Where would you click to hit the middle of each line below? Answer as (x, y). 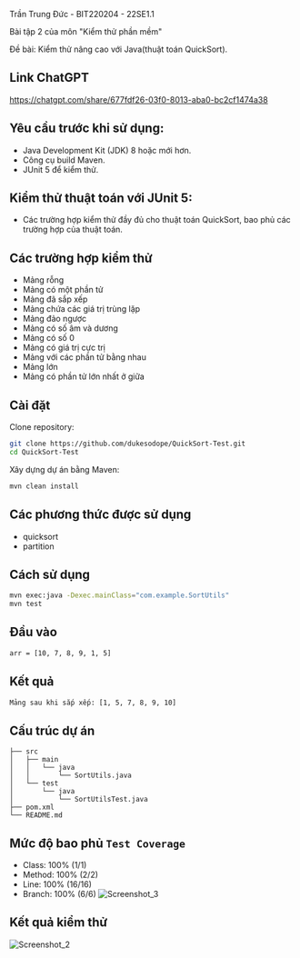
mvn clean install (44, 486)
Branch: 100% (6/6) (60, 894)
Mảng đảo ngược (55, 319)
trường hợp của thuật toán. (72, 230)
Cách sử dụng (50, 574)
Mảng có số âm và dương (70, 328)
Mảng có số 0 (48, 338)
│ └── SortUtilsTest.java (79, 800)
